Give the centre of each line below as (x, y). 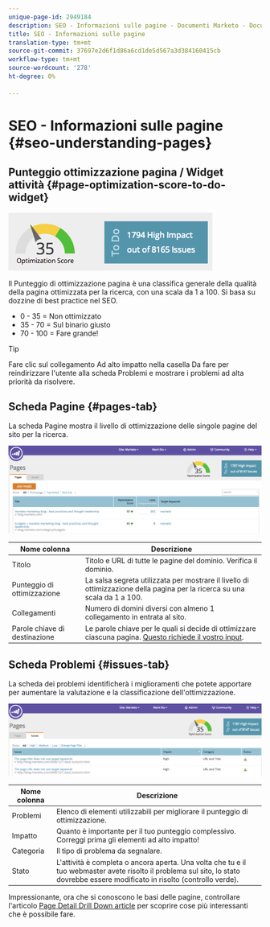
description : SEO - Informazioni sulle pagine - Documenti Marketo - (127, 25)
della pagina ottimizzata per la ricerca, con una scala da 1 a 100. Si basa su (132, 292)
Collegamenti (34, 612)
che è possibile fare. (42, 914)
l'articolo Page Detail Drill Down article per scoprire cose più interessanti (129, 906)
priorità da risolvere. (42, 381)
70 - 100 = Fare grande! (59, 333)
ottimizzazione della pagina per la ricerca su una (165, 589)
